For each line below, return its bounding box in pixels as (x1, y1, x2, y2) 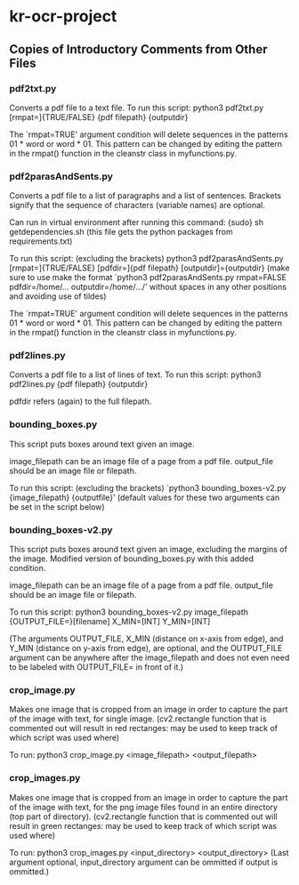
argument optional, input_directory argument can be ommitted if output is (9, 857, 279, 867)
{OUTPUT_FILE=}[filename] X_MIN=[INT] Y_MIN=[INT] (9, 616, 211, 627)
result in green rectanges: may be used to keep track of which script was (9, 820, 278, 831)
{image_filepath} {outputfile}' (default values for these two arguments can (9, 492, 280, 503)
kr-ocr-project (9, 6, 117, 27)
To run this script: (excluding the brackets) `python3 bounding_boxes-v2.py (9, 482, 287, 493)
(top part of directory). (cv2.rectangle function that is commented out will (9, 811, 278, 822)
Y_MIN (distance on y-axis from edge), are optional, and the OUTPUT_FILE (9, 643, 283, 654)
